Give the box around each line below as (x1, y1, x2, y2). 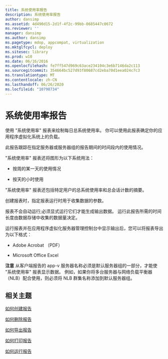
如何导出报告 (5, 327, 32, 333)
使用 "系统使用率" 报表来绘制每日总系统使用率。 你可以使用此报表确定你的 (5, 128, 158, 134)
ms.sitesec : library (5, 49, 49, 54)
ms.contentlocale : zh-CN (5, 77, 57, 82)
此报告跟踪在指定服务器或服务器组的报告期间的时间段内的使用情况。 (5, 144, 146, 151)
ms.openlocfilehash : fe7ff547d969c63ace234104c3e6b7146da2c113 (5, 63, 140, 68)
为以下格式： (5, 231, 32, 237)
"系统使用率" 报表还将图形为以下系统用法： (5, 155, 94, 161)
